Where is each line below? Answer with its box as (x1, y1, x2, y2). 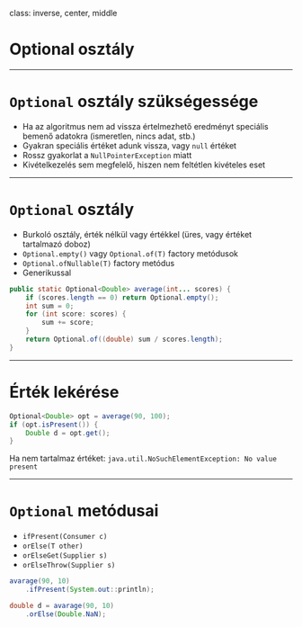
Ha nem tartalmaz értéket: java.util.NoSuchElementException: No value (9, 453, 277, 464)
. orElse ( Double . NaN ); (25, 609, 106, 619)
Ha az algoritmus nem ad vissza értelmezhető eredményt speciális (22, 121, 269, 131)
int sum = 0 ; (25, 301, 75, 310)
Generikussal (22, 267, 72, 278)
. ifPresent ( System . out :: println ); (25, 585, 155, 595)
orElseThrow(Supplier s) (22, 561, 116, 570)
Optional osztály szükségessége (9, 92, 259, 112)
